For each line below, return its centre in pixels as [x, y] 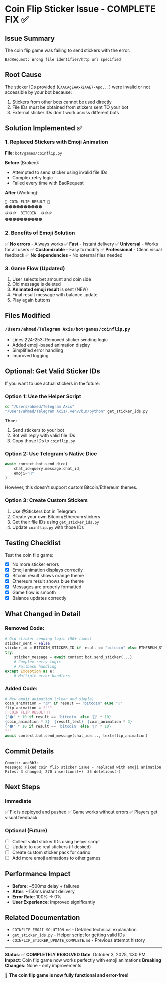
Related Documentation [42, 917]
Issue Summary [30, 38]
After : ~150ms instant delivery [43, 891]
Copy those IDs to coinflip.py [43, 441]
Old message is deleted [37, 284]
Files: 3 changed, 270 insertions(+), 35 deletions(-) [63, 772]
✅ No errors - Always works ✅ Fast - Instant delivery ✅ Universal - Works [82, 244]
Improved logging [30, 355]
